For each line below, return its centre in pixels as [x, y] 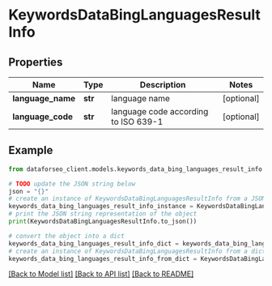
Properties [36, 62]
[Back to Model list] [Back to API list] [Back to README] [101, 274]
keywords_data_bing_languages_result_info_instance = [101, 207]
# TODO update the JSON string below [72, 184]
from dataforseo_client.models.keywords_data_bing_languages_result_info [136, 169]
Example [31, 150]
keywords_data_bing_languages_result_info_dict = [94, 243]
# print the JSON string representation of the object [103, 214]
